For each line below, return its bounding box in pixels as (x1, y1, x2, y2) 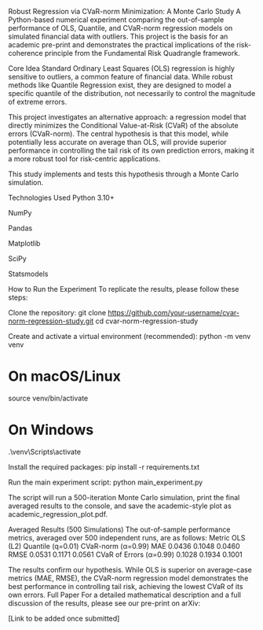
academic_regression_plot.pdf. (8, 509, 108, 518)
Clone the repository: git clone (8, 308, 107, 317)
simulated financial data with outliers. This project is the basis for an (8, 31, 228, 41)
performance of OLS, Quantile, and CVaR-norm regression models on (8, 24, 233, 32)
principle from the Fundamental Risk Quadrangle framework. (44, 49, 241, 57)
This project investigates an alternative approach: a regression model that (8, 112, 247, 121)
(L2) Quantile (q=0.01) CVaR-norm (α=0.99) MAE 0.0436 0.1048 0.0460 (8, 541, 240, 551)
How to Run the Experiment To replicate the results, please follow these (8, 285, 239, 293)
